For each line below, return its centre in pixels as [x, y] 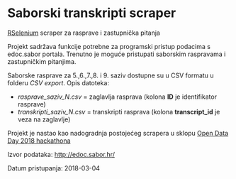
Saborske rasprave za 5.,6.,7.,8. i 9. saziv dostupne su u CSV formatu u [111, 75]
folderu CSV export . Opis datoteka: [58, 82]
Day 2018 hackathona [39, 141]
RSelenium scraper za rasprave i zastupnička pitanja [84, 33]
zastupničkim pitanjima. [42, 61]
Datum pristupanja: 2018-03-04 [54, 168]
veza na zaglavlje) [44, 119]
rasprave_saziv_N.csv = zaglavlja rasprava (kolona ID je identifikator [117, 97]
